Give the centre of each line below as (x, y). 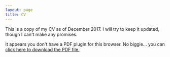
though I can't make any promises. (41, 34)
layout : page (19, 10)
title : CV (16, 15)
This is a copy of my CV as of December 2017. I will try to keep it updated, (82, 29)
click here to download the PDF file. (42, 49)
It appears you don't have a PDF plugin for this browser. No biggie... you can (85, 44)
